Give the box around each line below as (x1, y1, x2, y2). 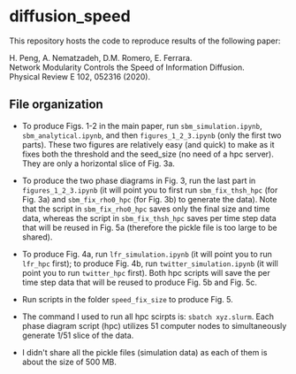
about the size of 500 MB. (21, 356, 118, 367)
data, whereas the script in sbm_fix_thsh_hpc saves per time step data (21, 212, 277, 223)
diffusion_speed (9, 6, 131, 27)
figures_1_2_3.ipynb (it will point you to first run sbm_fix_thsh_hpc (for (21, 184, 278, 195)
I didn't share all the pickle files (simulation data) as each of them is (21, 347, 268, 357)
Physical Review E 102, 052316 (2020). (9, 71, 151, 81)
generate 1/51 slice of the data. (21, 330, 134, 340)
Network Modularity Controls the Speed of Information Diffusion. (9, 62, 245, 73)
